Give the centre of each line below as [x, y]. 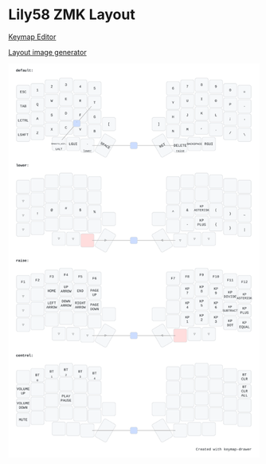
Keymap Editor [32, 37]
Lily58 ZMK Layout [72, 15]
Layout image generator [47, 52]
